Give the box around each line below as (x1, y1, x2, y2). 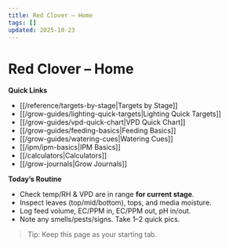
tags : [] (8, 19, 37, 27)
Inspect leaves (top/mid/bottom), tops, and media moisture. (19, 198, 212, 208)
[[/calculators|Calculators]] (19, 151, 107, 161)
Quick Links (8, 85, 48, 95)
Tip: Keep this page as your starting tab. (27, 230, 158, 239)
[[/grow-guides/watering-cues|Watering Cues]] (19, 134, 174, 143)
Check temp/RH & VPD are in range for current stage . (19, 190, 194, 199)
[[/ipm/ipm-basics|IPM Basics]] (19, 143, 122, 152)
